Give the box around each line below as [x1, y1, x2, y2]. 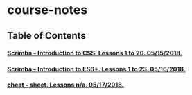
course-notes [7, 2, 88, 18]
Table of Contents [7, 30, 87, 42]
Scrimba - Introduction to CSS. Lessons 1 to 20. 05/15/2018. [7, 49, 182, 58]
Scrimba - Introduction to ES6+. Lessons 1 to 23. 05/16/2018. [7, 64, 186, 73]
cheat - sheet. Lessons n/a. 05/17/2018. [7, 80, 125, 89]
